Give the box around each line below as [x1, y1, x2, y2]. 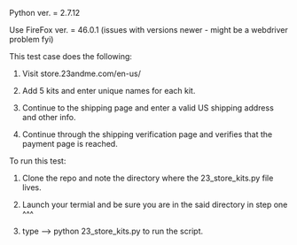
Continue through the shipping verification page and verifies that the [21, 129, 273, 140]
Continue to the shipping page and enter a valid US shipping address [21, 103, 275, 113]
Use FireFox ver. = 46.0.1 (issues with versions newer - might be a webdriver [9, 25, 288, 34]
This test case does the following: [9, 51, 133, 61]
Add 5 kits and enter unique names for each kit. [21, 86, 196, 96]
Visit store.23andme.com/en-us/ [21, 68, 142, 79]
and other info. [21, 112, 76, 122]
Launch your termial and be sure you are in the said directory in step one [21, 199, 288, 210]
